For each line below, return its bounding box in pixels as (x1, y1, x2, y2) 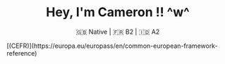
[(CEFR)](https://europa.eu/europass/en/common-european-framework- (6, 41, 218, 50)
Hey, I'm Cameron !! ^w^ (46, 4, 190, 20)
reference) (6, 49, 37, 57)
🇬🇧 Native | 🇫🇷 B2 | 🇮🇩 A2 (75, 27, 160, 36)
